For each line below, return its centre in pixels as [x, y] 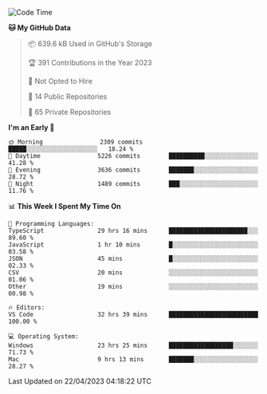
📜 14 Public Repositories [67, 97]
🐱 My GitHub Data [40, 28]
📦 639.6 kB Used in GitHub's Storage [90, 43]
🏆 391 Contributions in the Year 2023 [90, 63]
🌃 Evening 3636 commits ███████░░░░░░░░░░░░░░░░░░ [133, 170]
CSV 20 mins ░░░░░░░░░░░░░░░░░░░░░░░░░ [133, 273]
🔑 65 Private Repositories [69, 112]
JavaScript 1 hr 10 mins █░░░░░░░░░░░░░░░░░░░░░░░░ [133, 245]
